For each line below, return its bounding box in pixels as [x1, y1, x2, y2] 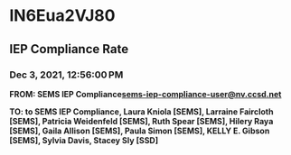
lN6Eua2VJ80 [9, 5, 116, 26]
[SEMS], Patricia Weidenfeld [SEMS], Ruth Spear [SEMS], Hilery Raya [9, 115, 274, 126]
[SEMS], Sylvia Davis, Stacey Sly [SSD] [9, 134, 159, 145]
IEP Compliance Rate [9, 41, 129, 57]
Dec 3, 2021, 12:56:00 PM [9, 68, 124, 81]
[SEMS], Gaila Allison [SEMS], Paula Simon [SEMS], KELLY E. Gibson [9, 125, 270, 136]
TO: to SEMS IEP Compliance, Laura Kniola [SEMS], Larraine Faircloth [9, 105, 274, 117]
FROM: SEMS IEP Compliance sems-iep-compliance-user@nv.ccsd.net [9, 88, 282, 99]
